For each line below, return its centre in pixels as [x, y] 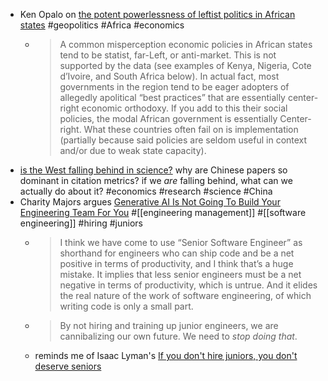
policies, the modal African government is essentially [168, 118]
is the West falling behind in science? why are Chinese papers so [153, 170]
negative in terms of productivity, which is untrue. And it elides [188, 285]
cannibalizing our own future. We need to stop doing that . [178, 336]
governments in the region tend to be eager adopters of [174, 87]
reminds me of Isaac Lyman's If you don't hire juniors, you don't [166, 355]
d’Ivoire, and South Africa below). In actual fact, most [169, 76]
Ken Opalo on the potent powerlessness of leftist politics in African [157, 14]
